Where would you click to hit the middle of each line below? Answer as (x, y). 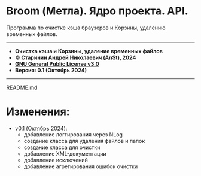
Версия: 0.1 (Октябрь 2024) (51, 70)
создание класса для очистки (62, 147)
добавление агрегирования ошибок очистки (81, 166)
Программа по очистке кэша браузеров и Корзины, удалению (86, 28)
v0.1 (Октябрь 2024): (41, 128)
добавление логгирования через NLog (73, 134)
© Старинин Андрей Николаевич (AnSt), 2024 (75, 57)
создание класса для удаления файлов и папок (84, 141)
